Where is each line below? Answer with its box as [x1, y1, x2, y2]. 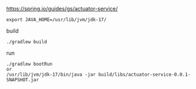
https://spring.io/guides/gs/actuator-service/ [6, 5, 118, 12]
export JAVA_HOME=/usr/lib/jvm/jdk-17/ [6, 17, 107, 23]
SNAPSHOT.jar [6, 77, 39, 83]
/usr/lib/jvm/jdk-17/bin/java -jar [6, 72, 96, 78]
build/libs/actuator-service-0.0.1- [98, 72, 191, 78]
